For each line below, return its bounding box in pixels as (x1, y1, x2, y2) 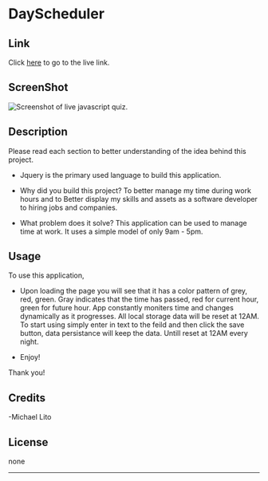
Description (8, 125, 68, 139)
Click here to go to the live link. (8, 57, 110, 67)
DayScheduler (8, 5, 105, 23)
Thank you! (8, 368, 45, 377)
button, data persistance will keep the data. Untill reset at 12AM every (19, 329, 249, 338)
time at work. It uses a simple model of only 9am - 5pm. (19, 227, 203, 236)
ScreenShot (8, 81, 69, 94)
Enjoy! (19, 353, 41, 362)
